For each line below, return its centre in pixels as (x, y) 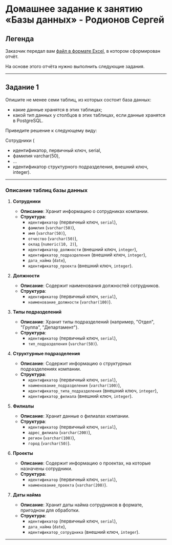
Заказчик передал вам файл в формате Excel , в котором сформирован (83, 51)
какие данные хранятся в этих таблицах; (57, 109)
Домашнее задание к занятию (74, 9)
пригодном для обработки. (50, 510)
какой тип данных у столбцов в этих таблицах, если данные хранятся (89, 115)
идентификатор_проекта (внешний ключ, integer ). (80, 266)
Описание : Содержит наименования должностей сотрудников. (90, 286)
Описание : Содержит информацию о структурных (76, 364)
